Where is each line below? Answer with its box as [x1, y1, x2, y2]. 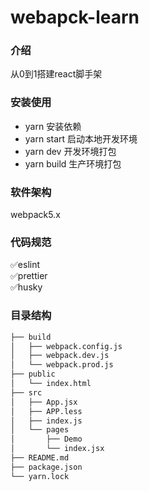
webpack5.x [10, 209, 61, 221]
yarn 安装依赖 [24, 120, 82, 132]
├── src [10, 387, 43, 398]
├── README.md [10, 453, 70, 463]
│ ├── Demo [10, 434, 83, 445]
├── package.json [10, 462, 83, 472]
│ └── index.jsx [10, 444, 105, 454]
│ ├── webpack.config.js [10, 341, 123, 351]
